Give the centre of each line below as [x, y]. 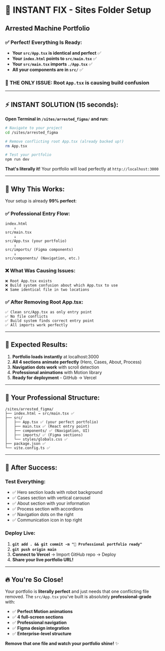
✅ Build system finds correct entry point [50, 321]
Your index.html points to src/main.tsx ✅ [55, 58]
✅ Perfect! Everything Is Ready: [44, 42]
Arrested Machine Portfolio [47, 28]
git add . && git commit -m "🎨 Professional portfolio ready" [77, 544]
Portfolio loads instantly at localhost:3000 [55, 356]
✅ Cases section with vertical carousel [51, 498]
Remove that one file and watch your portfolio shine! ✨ [62, 644]
